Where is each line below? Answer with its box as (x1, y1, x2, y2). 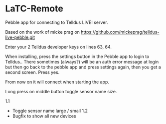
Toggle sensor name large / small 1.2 (12, 108, 88, 114)
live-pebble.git (5, 34, 35, 40)
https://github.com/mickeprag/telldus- (80, 29, 160, 35)
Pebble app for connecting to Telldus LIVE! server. (5, 19, 108, 25)
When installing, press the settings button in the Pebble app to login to (5, 53, 150, 60)
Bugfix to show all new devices (12, 113, 76, 119)
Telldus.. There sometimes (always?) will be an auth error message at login (5, 59, 159, 64)
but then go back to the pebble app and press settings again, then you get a (5, 64, 161, 70)
